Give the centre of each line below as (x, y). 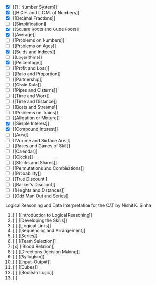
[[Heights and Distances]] (39, 190)
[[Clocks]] (23, 157)
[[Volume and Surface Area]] (42, 140)
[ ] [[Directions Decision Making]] (46, 252)
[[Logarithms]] (27, 57)
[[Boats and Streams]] (35, 107)
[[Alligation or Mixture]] (36, 118)
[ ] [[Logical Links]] (32, 226)
